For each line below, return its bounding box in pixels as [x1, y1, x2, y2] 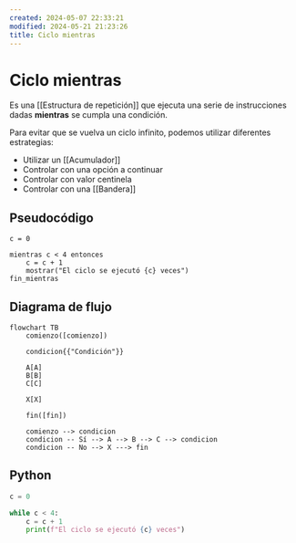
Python [9, 467, 52, 484]
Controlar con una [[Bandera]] [22, 183, 137, 194]
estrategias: [9, 137, 55, 148]
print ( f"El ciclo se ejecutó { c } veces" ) [26, 526, 185, 535]
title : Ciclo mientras [9, 30, 96, 39]
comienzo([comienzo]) [26, 330, 107, 340]
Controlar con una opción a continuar [22, 164, 164, 175]
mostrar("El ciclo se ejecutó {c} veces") [26, 266, 189, 276]
